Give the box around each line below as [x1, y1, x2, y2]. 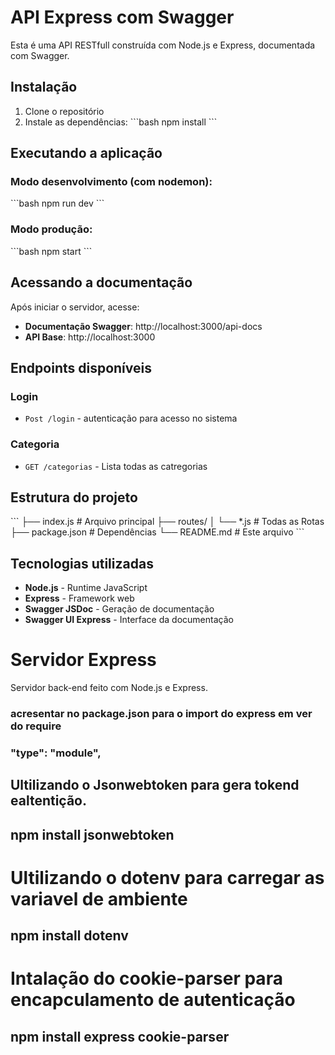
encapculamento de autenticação [10, 989, 296, 1011]
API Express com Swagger [10, 6, 235, 29]
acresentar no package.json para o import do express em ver [10, 707, 313, 721]
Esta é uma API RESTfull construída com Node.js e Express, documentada [10, 39, 316, 51]
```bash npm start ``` [10, 245, 93, 257]
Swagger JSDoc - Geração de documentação [24, 603, 215, 615]
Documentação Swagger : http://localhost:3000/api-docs [24, 320, 263, 332]
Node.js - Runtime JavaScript [24, 582, 148, 594]
